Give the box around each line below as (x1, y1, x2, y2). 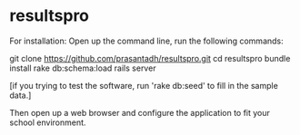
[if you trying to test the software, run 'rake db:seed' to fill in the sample (9, 80, 279, 91)
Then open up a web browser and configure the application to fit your (9, 107, 271, 118)
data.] (9, 90, 32, 101)
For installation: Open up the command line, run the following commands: (9, 35, 284, 46)
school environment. (9, 117, 86, 128)
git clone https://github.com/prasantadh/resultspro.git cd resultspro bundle (9, 53, 291, 63)
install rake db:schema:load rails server (9, 63, 156, 73)
